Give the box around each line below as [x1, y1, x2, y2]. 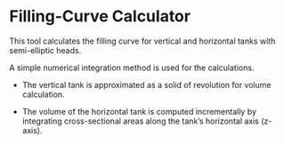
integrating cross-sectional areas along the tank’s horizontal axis [21, 116, 260, 126]
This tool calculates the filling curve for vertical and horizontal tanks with [9, 36, 276, 46]
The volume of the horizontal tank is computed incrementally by [21, 106, 256, 116]
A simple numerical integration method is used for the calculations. [9, 62, 255, 73]
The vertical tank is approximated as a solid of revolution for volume [21, 79, 272, 90]
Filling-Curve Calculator [9, 6, 191, 27]
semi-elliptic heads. [9, 44, 82, 55]
